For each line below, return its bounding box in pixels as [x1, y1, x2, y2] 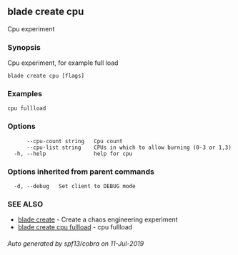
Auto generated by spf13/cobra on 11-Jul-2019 [7, 239, 144, 248]
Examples [7, 89, 43, 99]
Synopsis [7, 42, 41, 52]
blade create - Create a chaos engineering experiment [17, 215, 178, 224]
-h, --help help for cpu [14, 150, 133, 157]
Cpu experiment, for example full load [7, 58, 119, 67]
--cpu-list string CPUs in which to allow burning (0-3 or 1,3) [26, 144, 232, 151]
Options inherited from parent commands [7, 167, 155, 177]
